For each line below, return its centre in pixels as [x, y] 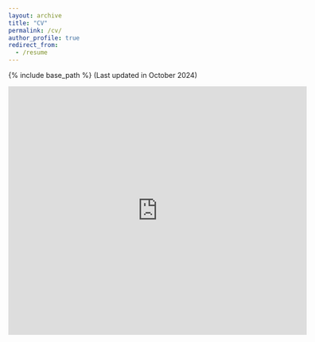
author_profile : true [44, 38]
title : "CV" [28, 23]
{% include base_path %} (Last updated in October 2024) [103, 75]
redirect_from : [33, 45]
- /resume [31, 52]
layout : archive [35, 16]
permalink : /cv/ [35, 30]
